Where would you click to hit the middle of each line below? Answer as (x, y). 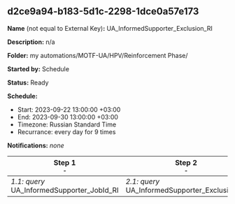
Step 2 (186, 162)
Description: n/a (31, 42)
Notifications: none (36, 145)
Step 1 (65, 162)
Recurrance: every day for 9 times (66, 131)
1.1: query (28, 181)
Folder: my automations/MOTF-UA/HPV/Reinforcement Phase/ (98, 55)
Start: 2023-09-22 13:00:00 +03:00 (69, 109)
